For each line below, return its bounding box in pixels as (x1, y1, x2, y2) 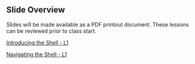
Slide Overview (6, 5, 65, 15)
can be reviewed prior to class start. (6, 27, 97, 34)
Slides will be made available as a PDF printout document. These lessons (6, 21, 190, 28)
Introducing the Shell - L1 (6, 39, 69, 46)
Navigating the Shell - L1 (6, 51, 67, 58)
